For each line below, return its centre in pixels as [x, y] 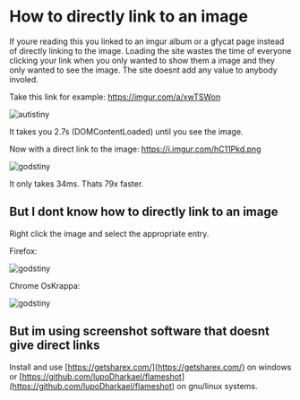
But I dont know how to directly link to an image [144, 212]
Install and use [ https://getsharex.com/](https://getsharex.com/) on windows [150, 367]
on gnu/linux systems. [217, 386]
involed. [24, 79]
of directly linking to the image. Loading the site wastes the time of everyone [150, 50]
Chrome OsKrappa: [45, 285]
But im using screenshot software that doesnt [140, 331]
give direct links [55, 346]
